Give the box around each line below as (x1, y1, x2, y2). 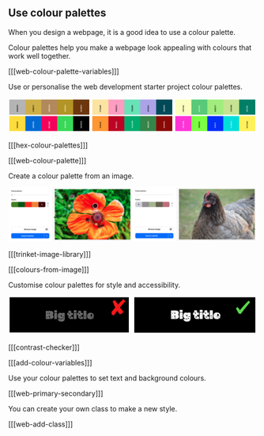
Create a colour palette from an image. (8, 170, 134, 181)
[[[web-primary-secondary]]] (8, 388, 104, 399)
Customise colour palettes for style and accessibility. (8, 281, 180, 290)
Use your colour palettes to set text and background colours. (8, 373, 207, 383)
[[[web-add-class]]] (8, 419, 74, 429)
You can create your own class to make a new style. (8, 404, 178, 414)
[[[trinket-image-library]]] (8, 250, 92, 259)
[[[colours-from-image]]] (8, 265, 89, 274)
